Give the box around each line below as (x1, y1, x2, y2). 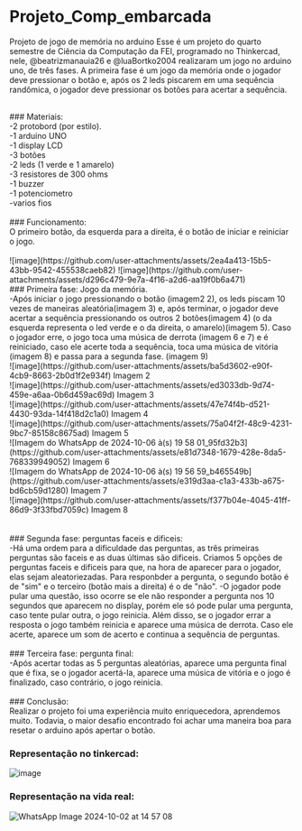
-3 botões (9, 149, 47, 160)
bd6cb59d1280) (9, 485, 69, 495)
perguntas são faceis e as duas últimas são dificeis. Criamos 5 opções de (9, 552, 283, 563)
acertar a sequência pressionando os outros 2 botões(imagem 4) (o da (9, 312, 272, 323)
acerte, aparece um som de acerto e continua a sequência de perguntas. (9, 629, 280, 640)
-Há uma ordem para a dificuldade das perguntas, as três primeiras (9, 542, 260, 553)
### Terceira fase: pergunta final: (9, 648, 134, 659)
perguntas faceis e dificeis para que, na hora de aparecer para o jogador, (9, 561, 281, 572)
